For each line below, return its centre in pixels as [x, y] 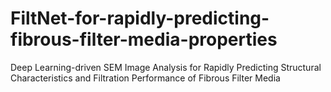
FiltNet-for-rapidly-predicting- [140, 18]
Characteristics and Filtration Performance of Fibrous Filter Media [145, 78]
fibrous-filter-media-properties [144, 39]
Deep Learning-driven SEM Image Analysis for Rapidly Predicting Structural [166, 67]
